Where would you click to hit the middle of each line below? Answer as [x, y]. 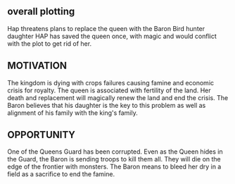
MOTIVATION [37, 66]
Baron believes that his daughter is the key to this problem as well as [107, 105]
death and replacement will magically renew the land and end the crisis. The [118, 97]
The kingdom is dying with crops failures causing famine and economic [111, 82]
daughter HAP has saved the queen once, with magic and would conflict [112, 36]
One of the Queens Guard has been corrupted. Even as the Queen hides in [115, 152]
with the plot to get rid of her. [50, 43]
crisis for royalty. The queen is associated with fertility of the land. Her [109, 90]
